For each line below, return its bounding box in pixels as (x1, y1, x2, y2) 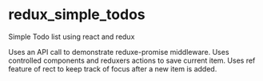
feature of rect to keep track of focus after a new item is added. (8, 64, 217, 73)
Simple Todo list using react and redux (8, 32, 135, 41)
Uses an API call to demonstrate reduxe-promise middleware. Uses (8, 47, 229, 56)
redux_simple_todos (8, 6, 145, 24)
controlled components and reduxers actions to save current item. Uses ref (8, 56, 256, 65)
